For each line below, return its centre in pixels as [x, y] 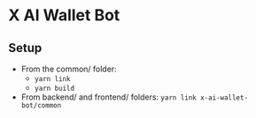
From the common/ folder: [69, 69]
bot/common [41, 106]
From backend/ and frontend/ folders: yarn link [109, 97]
